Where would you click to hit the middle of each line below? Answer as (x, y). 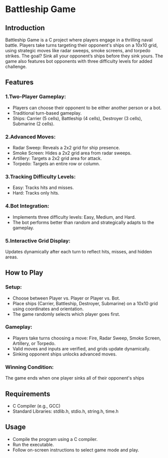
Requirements (28, 394)
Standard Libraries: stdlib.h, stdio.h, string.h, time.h (66, 411)
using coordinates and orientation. (48, 309)
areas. (12, 257)
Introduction (25, 28)
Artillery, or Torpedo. (34, 343)
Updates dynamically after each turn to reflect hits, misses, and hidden (79, 251)
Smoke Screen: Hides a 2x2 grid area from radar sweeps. (72, 153)
